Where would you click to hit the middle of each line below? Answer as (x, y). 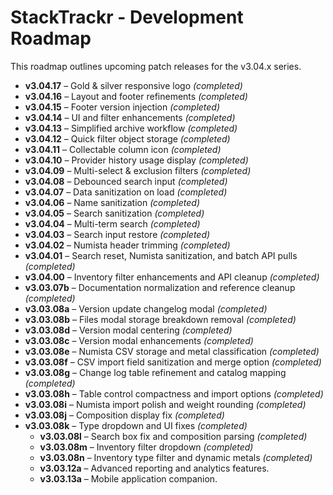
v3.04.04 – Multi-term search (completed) (112, 223)
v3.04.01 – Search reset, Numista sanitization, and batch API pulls (161, 255)
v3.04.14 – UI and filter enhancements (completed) (130, 117)
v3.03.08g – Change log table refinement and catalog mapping (155, 372)
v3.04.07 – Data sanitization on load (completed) (126, 192)
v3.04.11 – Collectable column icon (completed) (123, 149)
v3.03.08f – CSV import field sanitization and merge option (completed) (173, 362)
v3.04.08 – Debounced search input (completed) (126, 181)
